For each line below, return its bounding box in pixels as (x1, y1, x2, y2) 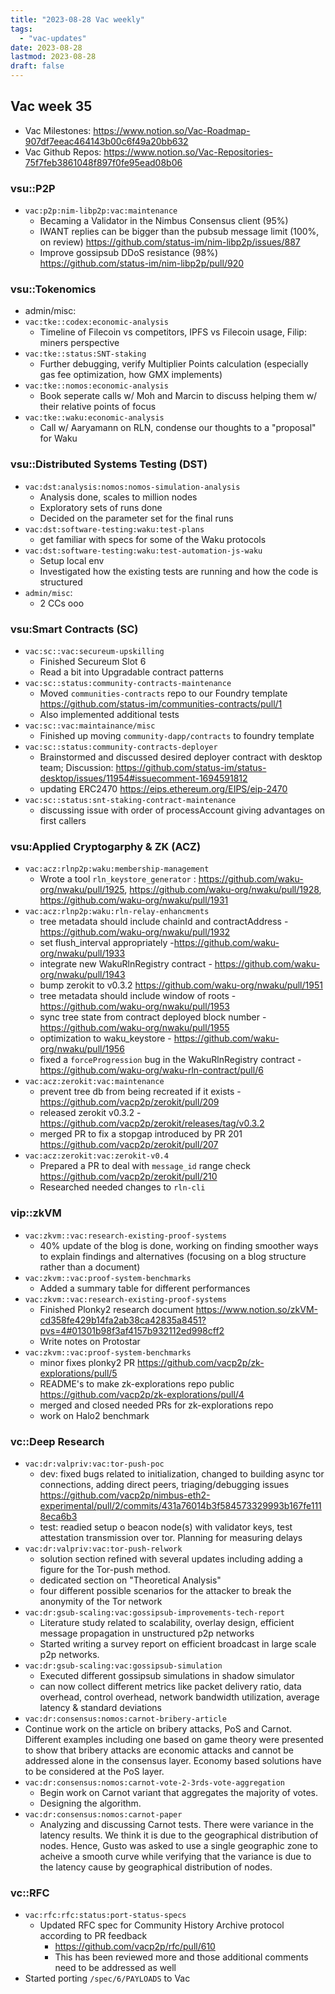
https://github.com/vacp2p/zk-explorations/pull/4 (39, 1388, 245, 1400)
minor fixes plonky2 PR (39, 1356, 136, 1368)
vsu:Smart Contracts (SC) (10, 622, 139, 636)
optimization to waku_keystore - (39, 1032, 172, 1045)
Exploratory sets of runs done (39, 501, 163, 513)
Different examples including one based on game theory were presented (24, 1733, 324, 1745)
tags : (10, 24, 33, 34)
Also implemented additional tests (39, 709, 180, 720)
